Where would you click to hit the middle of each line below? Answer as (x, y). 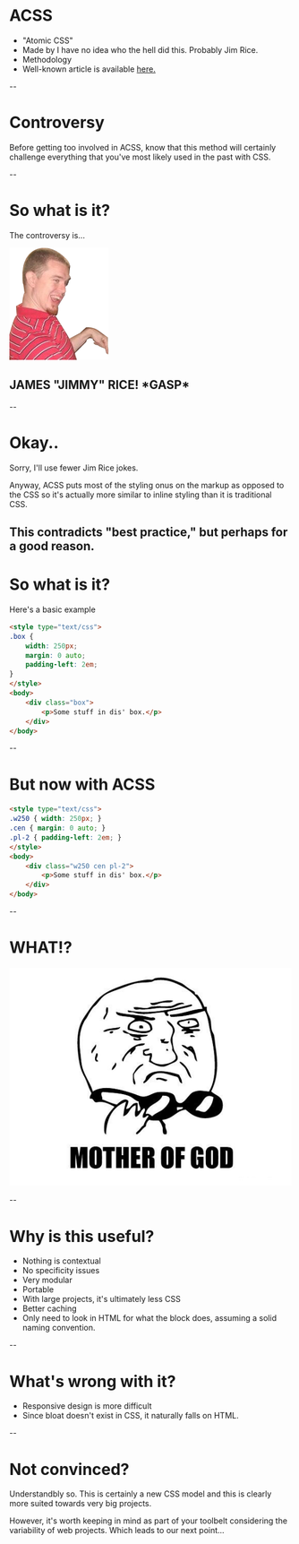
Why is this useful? (82, 1236)
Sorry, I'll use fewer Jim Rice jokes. (74, 468)
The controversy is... (47, 235)
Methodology (47, 59)
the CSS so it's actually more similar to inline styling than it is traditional (141, 495)
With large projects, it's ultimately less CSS (101, 1299)
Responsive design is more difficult (87, 1406)
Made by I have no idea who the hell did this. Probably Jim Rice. (140, 49)
